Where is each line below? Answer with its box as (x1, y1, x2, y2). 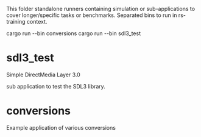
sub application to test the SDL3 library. (6, 82, 105, 90)
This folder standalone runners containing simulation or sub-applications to (6, 5, 196, 12)
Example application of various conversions (6, 124, 116, 131)
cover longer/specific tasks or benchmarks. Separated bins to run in (6, 12, 177, 19)
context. (26, 18, 48, 25)
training (6, 18, 26, 25)
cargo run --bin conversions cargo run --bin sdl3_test (6, 30, 141, 37)
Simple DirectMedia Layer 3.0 (6, 71, 80, 78)
